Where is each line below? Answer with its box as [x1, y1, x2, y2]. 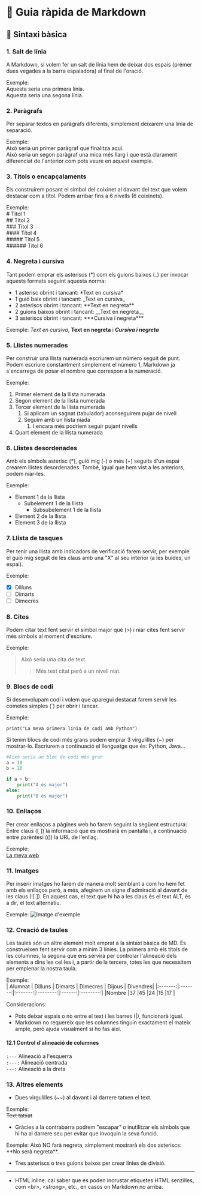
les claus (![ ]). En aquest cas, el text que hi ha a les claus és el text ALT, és [6, 893, 191, 900]
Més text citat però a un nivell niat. [35, 667, 121, 675]
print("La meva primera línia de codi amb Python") [6, 726, 138, 732]
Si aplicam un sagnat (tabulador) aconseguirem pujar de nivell [23, 410, 177, 417]
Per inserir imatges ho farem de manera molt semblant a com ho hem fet [6, 880, 185, 888]
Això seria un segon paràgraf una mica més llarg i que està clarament [6, 151, 178, 158]
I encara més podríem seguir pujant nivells [32, 422, 138, 430]
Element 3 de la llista [14, 519, 66, 526]
